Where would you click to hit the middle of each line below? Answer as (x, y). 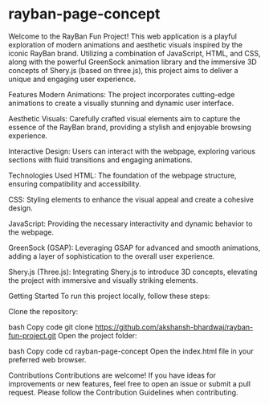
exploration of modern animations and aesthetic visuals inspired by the (126, 44)
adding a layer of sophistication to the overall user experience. (112, 256)
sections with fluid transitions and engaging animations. (100, 160)
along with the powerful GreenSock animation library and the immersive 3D (132, 62)
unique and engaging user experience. (72, 79)
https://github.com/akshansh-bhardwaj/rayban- (174, 327)
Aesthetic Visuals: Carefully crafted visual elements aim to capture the (124, 118)
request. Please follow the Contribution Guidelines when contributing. (123, 392)
